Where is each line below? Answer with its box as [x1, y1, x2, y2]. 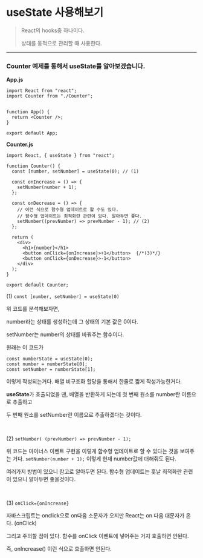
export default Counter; [6, 282, 69, 288]
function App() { [6, 109, 50, 115]
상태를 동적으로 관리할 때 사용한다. [21, 39, 102, 47]
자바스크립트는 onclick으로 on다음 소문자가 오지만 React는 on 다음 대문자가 [6, 512, 185, 519]
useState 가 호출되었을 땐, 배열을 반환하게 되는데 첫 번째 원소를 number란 [6, 391, 181, 398]
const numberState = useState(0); [6, 356, 94, 362]
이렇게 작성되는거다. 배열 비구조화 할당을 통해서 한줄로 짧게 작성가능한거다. [6, 378, 182, 385]
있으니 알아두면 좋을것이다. [12, 476, 76, 483]
